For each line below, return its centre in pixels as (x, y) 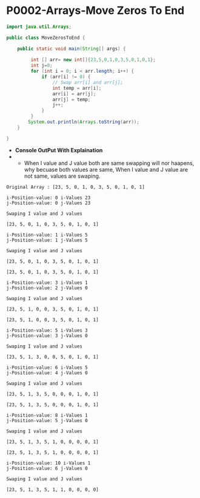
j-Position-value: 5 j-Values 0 (47, 420)
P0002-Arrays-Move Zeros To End (95, 11)
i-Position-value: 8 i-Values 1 (47, 415)
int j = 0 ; (42, 66)
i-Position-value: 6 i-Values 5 (47, 368)
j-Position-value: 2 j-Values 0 (47, 288)
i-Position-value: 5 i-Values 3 (47, 330)
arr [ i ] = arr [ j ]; (74, 94)
